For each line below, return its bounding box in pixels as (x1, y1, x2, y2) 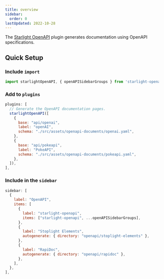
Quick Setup (5, 53, 43, 62)
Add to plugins (5, 91, 41, 98)
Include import (5, 68, 40, 75)
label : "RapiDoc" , (22, 247, 60, 252)
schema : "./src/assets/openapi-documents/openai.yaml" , (18, 129, 134, 134)
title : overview (5, 7, 38, 12)
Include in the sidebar (5, 177, 57, 184)
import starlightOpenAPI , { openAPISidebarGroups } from (5, 79, 123, 84)
